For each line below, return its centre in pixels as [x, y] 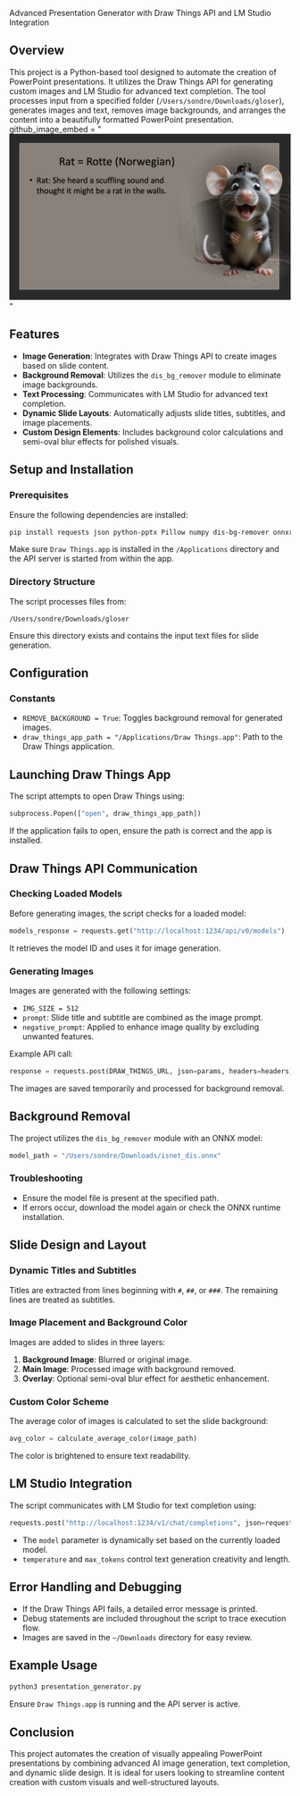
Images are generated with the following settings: [100, 991]
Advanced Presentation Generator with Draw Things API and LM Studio [140, 13]
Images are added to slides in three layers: [87, 1342]
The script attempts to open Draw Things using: [97, 796]
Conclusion [42, 1732]
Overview [37, 51]
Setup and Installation [71, 470]
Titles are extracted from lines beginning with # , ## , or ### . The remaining [144, 1290]
